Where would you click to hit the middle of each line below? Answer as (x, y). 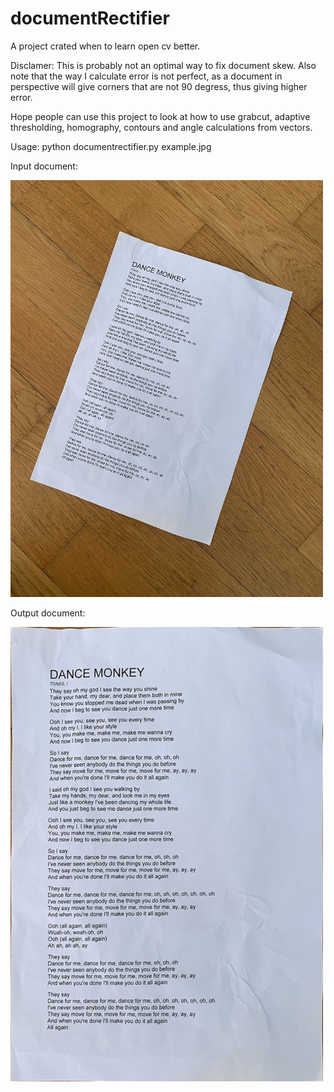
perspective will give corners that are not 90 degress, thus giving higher (159, 86)
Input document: (44, 166)
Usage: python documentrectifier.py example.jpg (111, 146)
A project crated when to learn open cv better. (105, 46)
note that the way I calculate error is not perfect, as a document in (146, 76)
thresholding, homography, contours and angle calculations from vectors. (161, 127)
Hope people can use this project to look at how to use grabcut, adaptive (160, 116)
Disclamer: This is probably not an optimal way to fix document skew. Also (163, 65)
